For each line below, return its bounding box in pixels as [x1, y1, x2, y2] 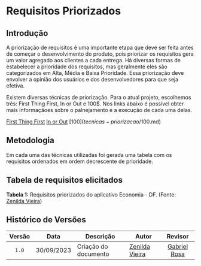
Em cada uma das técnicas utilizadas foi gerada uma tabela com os [6, 151, 172, 158]
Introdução [6, 28, 48, 38]
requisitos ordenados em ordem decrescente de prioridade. [6, 158, 154, 165]
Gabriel [167, 243, 188, 251]
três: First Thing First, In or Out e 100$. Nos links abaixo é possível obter [6, 100, 184, 107]
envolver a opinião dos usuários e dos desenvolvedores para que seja [6, 76, 179, 83]
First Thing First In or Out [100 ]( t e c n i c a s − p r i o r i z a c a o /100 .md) [6, 118, 162, 125]
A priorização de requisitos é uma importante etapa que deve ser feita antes [6, 44, 194, 51]
